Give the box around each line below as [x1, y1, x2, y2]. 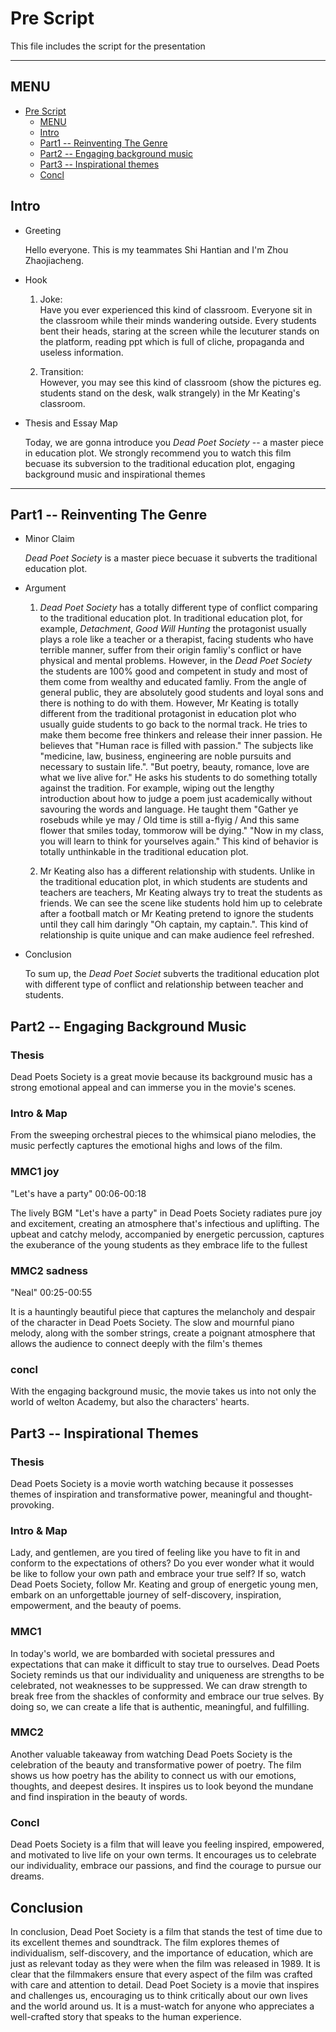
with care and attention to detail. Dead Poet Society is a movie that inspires [10, 1978, 320, 1991]
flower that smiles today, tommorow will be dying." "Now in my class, [39, 825, 325, 837]
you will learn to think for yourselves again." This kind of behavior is [39, 835, 319, 847]
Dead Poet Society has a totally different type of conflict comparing [39, 602, 318, 614]
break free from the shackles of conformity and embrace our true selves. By [10, 1690, 325, 1702]
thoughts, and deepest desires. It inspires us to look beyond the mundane [10, 1780, 314, 1792]
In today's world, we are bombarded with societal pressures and [10, 1647, 275, 1659]
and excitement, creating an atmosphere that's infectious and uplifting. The [10, 1217, 320, 1229]
